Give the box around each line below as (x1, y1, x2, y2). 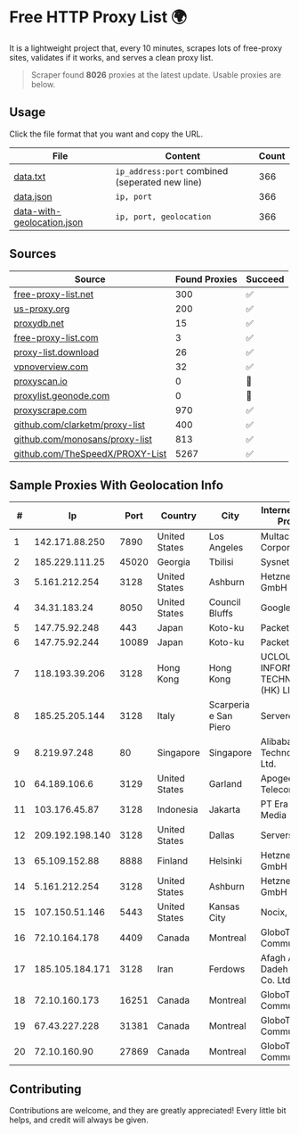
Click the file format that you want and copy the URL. (9, 128, 203, 139)
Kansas (208, 900, 240, 913)
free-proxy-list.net (13, 287, 94, 300)
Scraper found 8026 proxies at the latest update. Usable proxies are (30, 69, 282, 80)
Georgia (157, 556, 191, 568)
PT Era (260, 798, 289, 810)
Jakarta (208, 804, 241, 816)
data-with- (13, 204, 62, 217)
